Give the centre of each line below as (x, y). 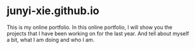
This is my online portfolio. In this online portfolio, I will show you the (90, 27)
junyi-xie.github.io (53, 11)
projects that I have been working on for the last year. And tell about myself (98, 33)
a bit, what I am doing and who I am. (51, 40)
